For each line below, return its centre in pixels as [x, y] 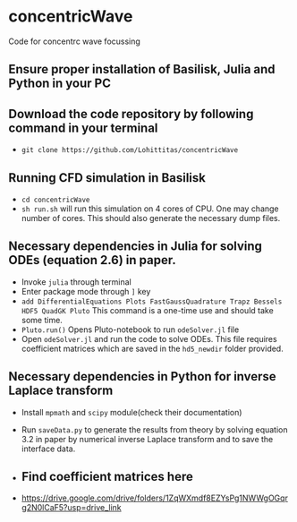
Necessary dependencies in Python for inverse [142, 377]
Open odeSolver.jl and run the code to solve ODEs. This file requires [149, 338]
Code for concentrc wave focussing [74, 41]
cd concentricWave [55, 200]
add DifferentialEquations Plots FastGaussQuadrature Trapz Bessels [152, 302]
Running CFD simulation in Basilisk [107, 178]
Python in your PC [59, 84]
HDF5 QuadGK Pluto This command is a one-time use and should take [147, 310]
